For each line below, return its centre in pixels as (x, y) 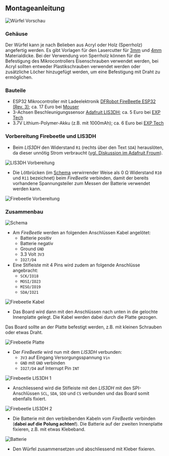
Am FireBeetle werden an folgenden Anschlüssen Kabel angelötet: (81, 233)
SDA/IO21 (29, 292)
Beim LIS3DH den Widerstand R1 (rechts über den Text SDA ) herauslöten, (88, 147)
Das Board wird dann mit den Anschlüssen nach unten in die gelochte (85, 312)
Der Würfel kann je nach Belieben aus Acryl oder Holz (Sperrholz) (74, 45)
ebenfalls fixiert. (29, 399)
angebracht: (25, 270)
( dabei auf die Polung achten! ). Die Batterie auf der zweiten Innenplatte (88, 424)
